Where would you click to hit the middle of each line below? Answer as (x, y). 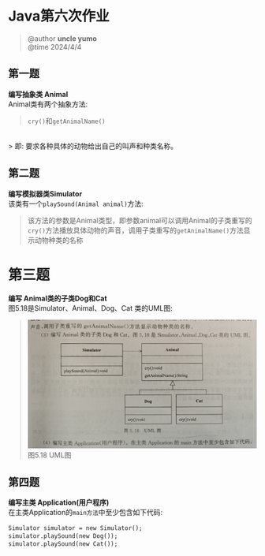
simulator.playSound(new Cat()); (63, 544)
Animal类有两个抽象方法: (48, 104)
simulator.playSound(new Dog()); (63, 536)
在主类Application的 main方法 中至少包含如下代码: (86, 513)
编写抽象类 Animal (38, 94)
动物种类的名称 (59, 240)
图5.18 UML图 (49, 455)
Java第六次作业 (59, 16)
